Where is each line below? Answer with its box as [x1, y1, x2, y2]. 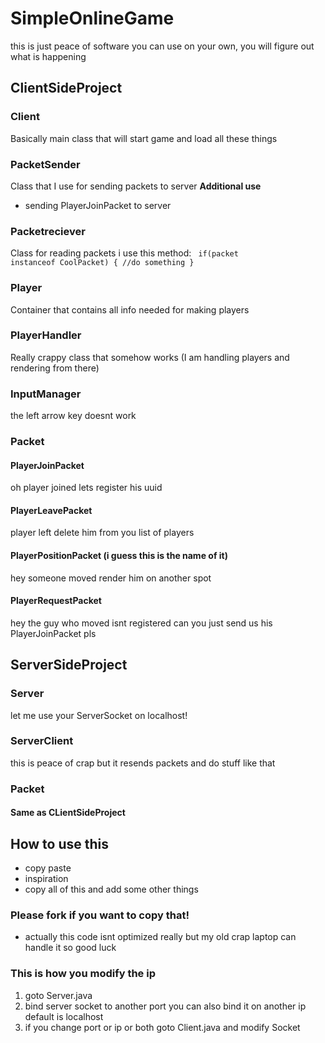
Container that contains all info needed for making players [10, 303, 250, 316]
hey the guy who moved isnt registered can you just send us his [10, 617, 273, 629]
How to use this [10, 835, 110, 852]
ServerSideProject [10, 657, 128, 674]
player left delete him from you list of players [10, 527, 195, 539]
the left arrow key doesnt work [10, 410, 137, 422]
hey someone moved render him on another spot [10, 572, 212, 584]
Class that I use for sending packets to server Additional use [10, 180, 262, 192]
